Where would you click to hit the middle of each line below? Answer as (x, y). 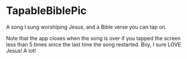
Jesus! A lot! (21, 50)
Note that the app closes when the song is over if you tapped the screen (93, 38)
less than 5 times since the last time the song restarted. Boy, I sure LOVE (93, 44)
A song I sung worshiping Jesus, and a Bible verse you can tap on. (86, 27)
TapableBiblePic (46, 11)
